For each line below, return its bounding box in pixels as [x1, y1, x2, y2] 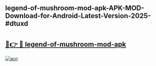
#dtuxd [5, 19, 28, 28]
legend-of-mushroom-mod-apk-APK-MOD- [5, 4, 144, 12]
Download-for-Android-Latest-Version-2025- [5, 12, 151, 20]
